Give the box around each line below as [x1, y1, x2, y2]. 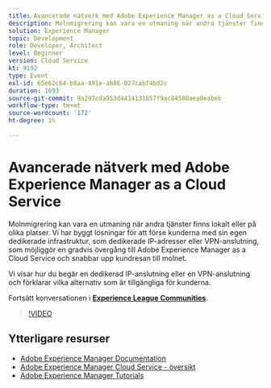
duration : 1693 [8, 86, 60, 95]
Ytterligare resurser [8, 332, 110, 346]
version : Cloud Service [8, 57, 89, 65]
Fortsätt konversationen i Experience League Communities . [8, 293, 208, 303]
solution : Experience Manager [8, 27, 110, 35]
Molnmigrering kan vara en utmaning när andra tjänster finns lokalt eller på [8, 219, 256, 229]
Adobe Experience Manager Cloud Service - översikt [19, 361, 196, 371]
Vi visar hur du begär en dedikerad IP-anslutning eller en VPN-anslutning [8, 269, 251, 279]
